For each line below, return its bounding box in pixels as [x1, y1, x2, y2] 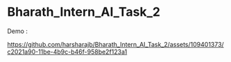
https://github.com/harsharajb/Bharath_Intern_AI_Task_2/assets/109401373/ [7, 40, 224, 48]
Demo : [7, 27, 28, 35]
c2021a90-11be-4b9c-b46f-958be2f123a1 [7, 48, 128, 56]
